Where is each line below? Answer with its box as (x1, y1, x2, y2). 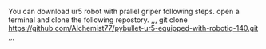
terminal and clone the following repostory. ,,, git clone (8, 15, 188, 24)
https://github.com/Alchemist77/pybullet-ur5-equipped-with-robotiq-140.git (8, 24, 259, 32)
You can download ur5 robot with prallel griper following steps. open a (8, 7, 240, 16)
